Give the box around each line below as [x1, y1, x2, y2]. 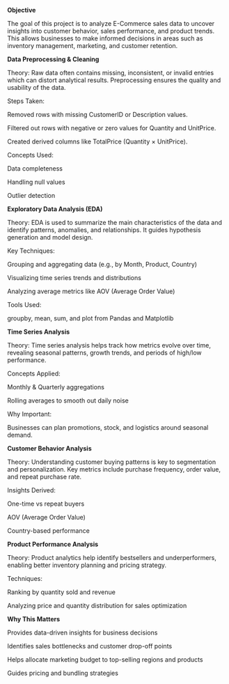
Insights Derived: [7, 486, 56, 494]
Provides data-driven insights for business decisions [7, 628, 158, 637]
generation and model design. [7, 233, 93, 241]
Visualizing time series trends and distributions [7, 274, 141, 281]
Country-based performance [7, 527, 90, 535]
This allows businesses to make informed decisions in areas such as [7, 34, 203, 42]
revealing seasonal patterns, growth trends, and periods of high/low [7, 348, 202, 357]
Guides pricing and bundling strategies [7, 669, 118, 677]
